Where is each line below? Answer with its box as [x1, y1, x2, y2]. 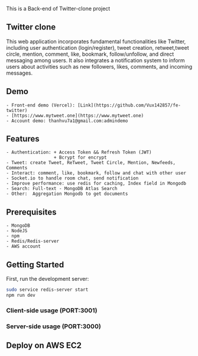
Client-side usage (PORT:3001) [6, 306, 98, 315]
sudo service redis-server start [6, 287, 89, 293]
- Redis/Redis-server [6, 238, 60, 245]
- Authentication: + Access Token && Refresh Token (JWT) [6, 149, 152, 156]
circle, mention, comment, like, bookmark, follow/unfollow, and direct [6, 50, 174, 57]
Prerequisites [6, 207, 57, 217]
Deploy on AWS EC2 [6, 341, 82, 351]
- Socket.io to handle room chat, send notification [6, 175, 139, 181]
